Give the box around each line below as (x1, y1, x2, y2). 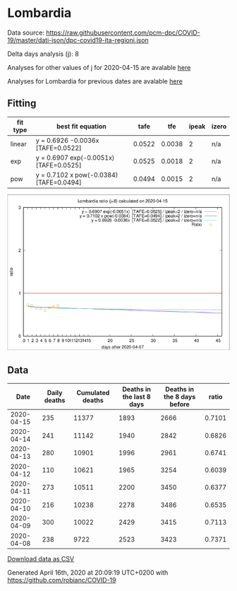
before (169, 399, 190, 408)
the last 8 (122, 392, 151, 401)
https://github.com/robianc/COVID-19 (7, 576, 116, 585)
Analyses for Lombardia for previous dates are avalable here (7, 76, 183, 86)
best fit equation (56, 122, 107, 130)
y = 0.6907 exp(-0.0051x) (35, 153, 115, 162)
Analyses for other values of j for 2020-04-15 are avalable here (7, 63, 191, 71)
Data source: (7, 28, 44, 37)
